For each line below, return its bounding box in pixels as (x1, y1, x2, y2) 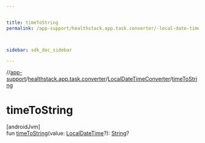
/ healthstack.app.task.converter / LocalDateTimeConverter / (26, 75, 173, 83)
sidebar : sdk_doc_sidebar (6, 47, 72, 53)
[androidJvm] (6, 123, 41, 131)
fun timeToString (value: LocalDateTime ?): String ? (6, 130, 129, 137)
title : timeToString (6, 19, 59, 26)
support (6, 75, 26, 83)
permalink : (6, 25, 34, 31)
